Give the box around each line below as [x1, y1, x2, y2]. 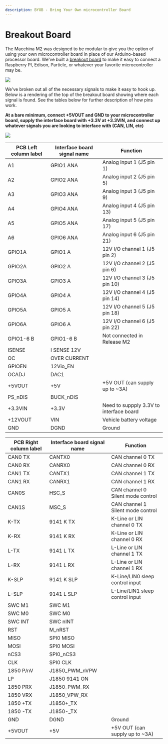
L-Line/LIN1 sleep [110, 587, 154, 594]
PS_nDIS [7, 393, 28, 400]
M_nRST [49, 626, 69, 633]
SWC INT [7, 618, 29, 625]
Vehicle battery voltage [102, 416, 157, 423]
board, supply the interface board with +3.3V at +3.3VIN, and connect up [5, 117, 160, 123]
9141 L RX [49, 561, 75, 568]
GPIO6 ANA [50, 234, 78, 241]
